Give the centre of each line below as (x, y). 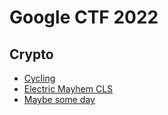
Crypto (31, 54)
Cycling (39, 78)
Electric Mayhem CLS (68, 89)
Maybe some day (59, 99)
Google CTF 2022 (84, 17)
